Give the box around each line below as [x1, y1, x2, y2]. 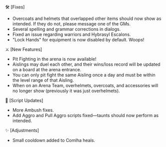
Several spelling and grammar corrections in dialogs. [12, 26, 121, 32]
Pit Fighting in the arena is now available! [12, 56, 97, 62]
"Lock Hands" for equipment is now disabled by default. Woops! [12, 37, 145, 42]
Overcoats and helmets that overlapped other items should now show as [12, 15, 162, 21]
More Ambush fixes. [12, 107, 54, 113]
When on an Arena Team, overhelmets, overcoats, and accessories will [12, 83, 159, 88]
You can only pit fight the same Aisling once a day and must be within [12, 72, 156, 78]
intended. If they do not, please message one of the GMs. [12, 21, 131, 26]
